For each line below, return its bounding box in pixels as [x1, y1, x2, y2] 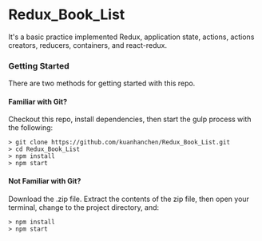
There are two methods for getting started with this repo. [8, 78, 196, 89]
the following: [8, 123, 54, 132]
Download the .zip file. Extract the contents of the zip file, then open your [8, 194, 250, 203]
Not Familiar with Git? [8, 176, 81, 186]
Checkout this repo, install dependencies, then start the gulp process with [8, 114, 252, 124]
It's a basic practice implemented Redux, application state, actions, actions [8, 32, 255, 41]
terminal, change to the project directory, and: [8, 202, 160, 212]
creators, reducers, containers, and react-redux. [8, 40, 168, 49]
